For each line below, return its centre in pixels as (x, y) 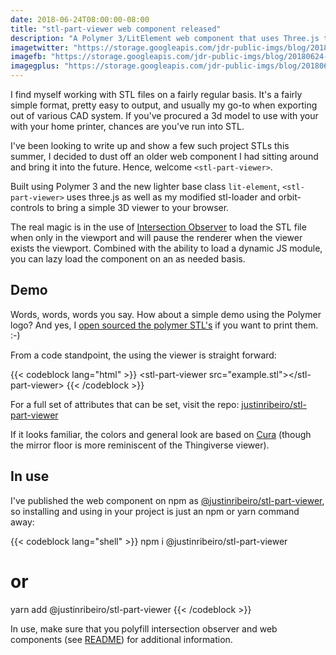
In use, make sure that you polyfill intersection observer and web (144, 628)
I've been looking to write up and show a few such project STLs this (150, 145)
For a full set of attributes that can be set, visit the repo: (125, 404)
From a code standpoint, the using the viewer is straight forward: (143, 355)
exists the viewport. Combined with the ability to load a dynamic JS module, (166, 248)
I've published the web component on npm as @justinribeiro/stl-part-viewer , (167, 500)
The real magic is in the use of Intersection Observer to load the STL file (158, 227)
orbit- (290, 197)
